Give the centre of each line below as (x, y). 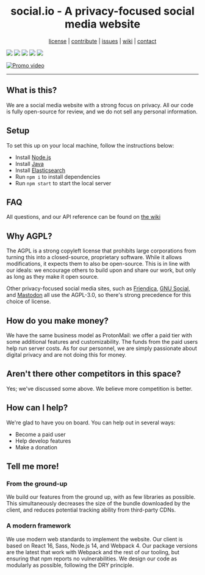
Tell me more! (33, 467)
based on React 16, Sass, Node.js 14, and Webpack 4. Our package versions (102, 545)
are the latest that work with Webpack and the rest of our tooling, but (93, 552)
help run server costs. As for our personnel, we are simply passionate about (102, 348)
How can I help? (37, 408)
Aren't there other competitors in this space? (94, 374)
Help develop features (43, 441)
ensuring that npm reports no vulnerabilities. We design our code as (92, 559)
